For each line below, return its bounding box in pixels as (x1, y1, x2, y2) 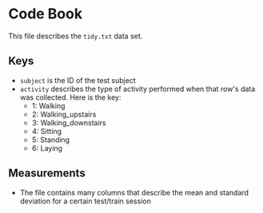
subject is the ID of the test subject (19, 75, 136, 85)
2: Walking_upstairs (31, 109, 97, 119)
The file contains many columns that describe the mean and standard (19, 187, 249, 197)
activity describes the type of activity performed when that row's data (19, 84, 256, 93)
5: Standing (31, 135, 70, 144)
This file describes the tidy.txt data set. (8, 31, 143, 41)
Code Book (8, 5, 82, 23)
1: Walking (31, 101, 66, 110)
